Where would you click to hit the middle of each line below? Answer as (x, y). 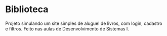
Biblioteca (27, 9)
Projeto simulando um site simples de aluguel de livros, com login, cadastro (84, 23)
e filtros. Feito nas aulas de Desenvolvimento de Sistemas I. (67, 28)
